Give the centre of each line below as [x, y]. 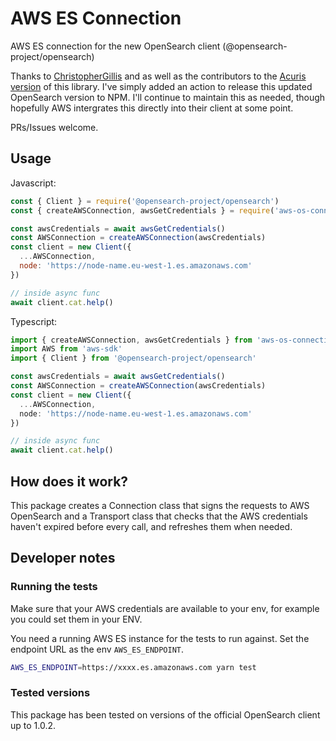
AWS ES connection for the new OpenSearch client [115, 46]
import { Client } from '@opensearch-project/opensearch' [133, 358]
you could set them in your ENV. [76, 619]
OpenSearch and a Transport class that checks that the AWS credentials [159, 516]
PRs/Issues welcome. [54, 127]
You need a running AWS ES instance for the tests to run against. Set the [160, 638]
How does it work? [69, 481]
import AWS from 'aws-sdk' [66, 349]
